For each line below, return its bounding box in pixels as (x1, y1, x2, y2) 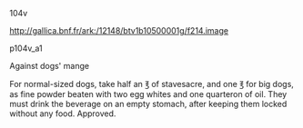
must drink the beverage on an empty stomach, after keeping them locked (9, 99, 288, 109)
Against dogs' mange (9, 61, 89, 71)
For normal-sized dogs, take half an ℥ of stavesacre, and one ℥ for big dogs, (9, 79, 294, 89)
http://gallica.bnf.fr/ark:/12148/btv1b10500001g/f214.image (9, 25, 229, 35)
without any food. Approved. (9, 108, 116, 119)
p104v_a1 (9, 43, 43, 54)
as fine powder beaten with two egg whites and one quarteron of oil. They (9, 89, 288, 99)
